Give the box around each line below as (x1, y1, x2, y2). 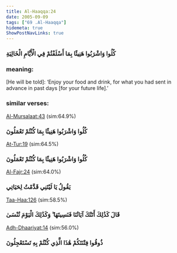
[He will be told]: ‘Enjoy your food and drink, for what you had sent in (6, 78, 172, 85)
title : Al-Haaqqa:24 (6, 8, 57, 15)
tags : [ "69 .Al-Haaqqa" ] (6, 19, 67, 25)
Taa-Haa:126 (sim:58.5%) (6, 196, 68, 203)
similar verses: (6, 99, 49, 108)
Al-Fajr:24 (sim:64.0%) (6, 168, 61, 175)
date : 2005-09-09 (6, 14, 48, 20)
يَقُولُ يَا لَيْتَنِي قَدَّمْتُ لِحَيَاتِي (6, 183, 71, 191)
